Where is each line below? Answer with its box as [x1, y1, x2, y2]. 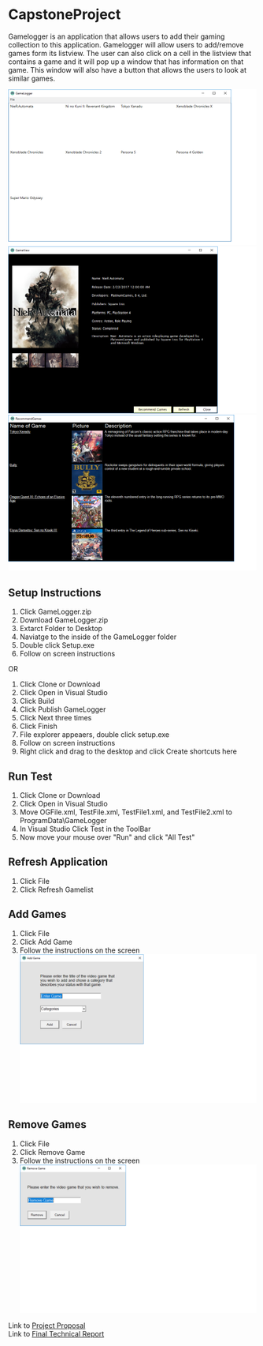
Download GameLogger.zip [19, 615, 109, 625]
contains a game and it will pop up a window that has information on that [8, 57, 244, 66]
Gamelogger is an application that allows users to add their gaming [8, 32, 225, 41]
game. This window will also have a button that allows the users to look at [8, 65, 246, 74]
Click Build [19, 697, 55, 706]
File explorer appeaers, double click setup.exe [19, 730, 170, 739]
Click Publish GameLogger [19, 705, 106, 714]
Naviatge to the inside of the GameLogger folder [19, 632, 177, 641]
